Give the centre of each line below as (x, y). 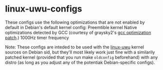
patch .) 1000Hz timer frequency (37, 38)
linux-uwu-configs (44, 9)
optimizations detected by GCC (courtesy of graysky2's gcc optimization (78, 32)
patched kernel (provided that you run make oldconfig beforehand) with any (81, 57)
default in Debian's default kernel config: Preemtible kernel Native (71, 27)
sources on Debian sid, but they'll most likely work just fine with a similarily (80, 52)
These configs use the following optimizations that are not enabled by (75, 22)
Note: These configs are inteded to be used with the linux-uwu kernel (75, 47)
